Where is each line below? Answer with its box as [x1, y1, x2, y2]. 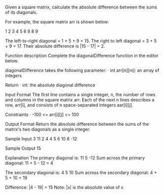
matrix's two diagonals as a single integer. [5, 126, 91, 132]
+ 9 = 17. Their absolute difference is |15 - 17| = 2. [5, 43, 105, 49]
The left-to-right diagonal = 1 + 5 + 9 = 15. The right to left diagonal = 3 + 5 [5, 38, 157, 44]
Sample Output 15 [5, 145, 41, 151]
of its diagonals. [5, 9, 38, 15]
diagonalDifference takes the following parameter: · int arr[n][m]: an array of [5, 67, 160, 73]
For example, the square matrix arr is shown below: [5, 19, 109, 25]
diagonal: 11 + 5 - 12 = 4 [5, 160, 53, 166]
